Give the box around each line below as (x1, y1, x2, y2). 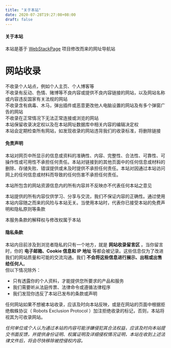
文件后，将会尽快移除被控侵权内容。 (9, 337, 85, 343)
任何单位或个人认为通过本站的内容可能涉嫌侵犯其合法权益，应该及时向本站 (5, 325, 161, 331)
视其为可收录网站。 (5, 314, 46, 320)
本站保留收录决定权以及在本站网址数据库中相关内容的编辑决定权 (5, 121, 139, 127)
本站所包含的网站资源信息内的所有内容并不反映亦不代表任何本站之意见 (5, 182, 152, 188)
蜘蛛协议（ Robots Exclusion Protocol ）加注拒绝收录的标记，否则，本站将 (9, 307, 165, 313)
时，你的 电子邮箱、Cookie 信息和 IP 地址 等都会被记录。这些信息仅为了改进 (5, 248, 164, 254)
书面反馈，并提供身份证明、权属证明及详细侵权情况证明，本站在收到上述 (9, 331, 161, 337)
